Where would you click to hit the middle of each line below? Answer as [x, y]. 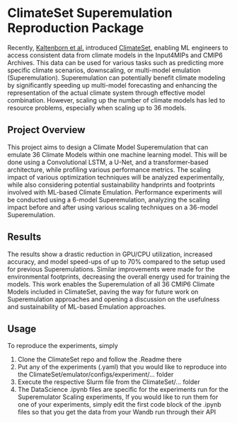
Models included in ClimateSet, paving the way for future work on [103, 291]
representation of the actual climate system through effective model [106, 93]
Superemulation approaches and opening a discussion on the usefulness [114, 299]
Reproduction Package [76, 28]
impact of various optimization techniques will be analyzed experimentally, [116, 177]
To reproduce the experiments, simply [63, 346]
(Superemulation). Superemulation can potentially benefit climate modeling [116, 77]
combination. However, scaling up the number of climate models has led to [116, 100]
